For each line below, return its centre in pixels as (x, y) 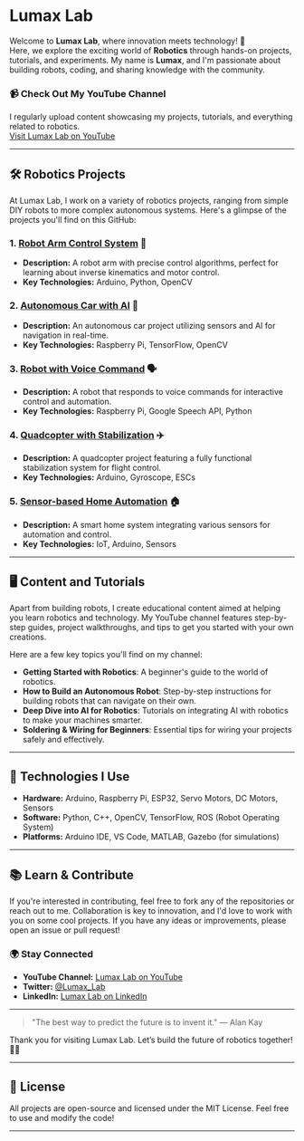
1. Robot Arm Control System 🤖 (78, 243)
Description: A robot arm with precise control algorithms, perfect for (150, 263)
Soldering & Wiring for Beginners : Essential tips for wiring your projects (157, 730)
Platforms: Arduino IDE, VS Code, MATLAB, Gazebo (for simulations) (151, 837)
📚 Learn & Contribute (71, 875)
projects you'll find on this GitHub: (73, 220)
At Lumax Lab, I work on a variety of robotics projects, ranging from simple (149, 201)
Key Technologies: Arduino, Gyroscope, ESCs (109, 477)
